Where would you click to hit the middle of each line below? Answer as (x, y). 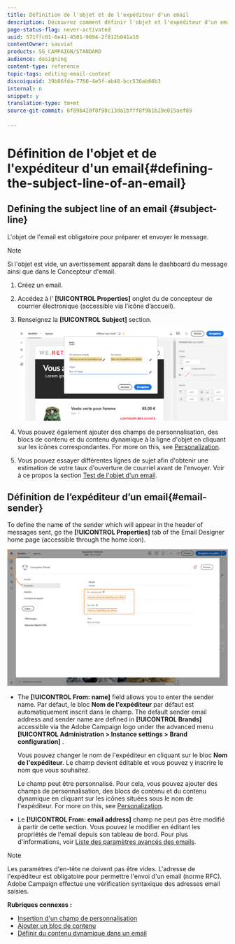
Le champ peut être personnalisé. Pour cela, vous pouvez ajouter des (117, 783)
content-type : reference (43, 66)
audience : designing (37, 59)
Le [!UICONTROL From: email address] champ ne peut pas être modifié (121, 819)
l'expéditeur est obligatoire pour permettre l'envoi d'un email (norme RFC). (115, 876)
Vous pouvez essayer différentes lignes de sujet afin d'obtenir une (113, 460)
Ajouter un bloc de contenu (57, 925)
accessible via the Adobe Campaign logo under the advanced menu (115, 726)
